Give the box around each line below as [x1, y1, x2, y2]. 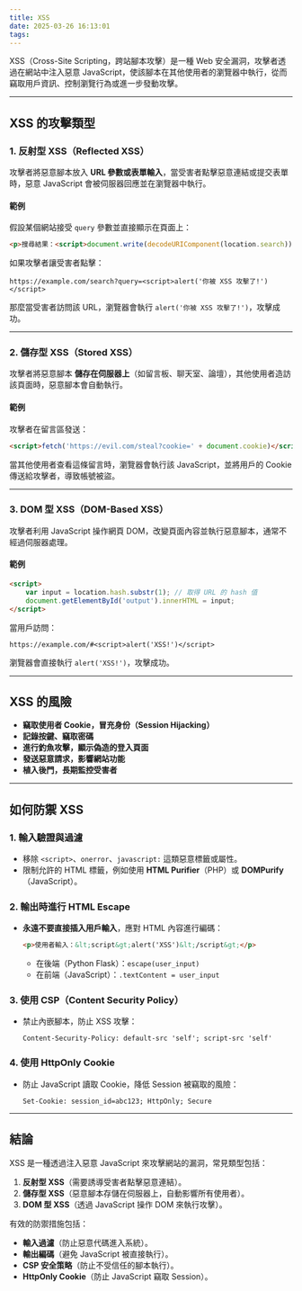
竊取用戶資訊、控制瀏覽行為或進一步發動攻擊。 [9, 78, 182, 89]
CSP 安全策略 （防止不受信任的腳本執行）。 [22, 1260, 179, 1270]
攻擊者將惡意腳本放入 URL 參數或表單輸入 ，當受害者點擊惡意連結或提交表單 [9, 167, 289, 178]
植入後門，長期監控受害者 [22, 765, 118, 775]
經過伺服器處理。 [9, 536, 73, 547]
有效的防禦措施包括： [9, 1218, 88, 1229]
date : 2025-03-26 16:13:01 [9, 22, 111, 31]
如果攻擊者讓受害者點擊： [9, 257, 104, 268]
